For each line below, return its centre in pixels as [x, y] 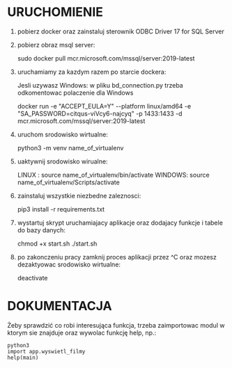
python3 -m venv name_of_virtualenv [70, 147]
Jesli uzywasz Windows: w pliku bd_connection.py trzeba [100, 85]
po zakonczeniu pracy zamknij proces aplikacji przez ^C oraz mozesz [117, 257]
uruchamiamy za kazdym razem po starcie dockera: [92, 72]
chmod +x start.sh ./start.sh [57, 243]
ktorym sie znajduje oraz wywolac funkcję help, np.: [82, 333]
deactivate [32, 278]
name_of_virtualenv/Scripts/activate [68, 182]
